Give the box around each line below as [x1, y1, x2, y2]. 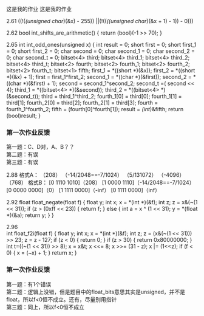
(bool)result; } [6, 112, 41, 119]
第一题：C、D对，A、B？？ [6, 143, 75, 151]
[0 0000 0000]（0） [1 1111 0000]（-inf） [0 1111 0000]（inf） [6, 187, 161, 194]
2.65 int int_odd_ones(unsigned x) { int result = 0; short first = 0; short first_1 [6, 41, 197, 48]
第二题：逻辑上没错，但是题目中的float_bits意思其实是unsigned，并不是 [6, 288, 186, 295]
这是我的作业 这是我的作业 [6, 5, 72, 12]
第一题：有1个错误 [6, 280, 52, 287]
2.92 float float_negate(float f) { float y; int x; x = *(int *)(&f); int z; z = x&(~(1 [6, 199, 198, 206]
